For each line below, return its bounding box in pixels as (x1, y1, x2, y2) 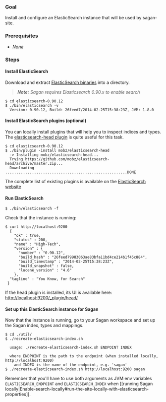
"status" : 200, (14, 237, 48, 243)
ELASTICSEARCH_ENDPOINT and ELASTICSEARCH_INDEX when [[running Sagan (5, 381, 153, 387)
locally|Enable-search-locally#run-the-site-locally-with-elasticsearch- (5, 386, 149, 392)
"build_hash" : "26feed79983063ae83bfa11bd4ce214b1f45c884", (18, 255, 148, 260)
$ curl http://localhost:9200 (5, 224, 68, 229)
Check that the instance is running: (5, 215, 77, 221)
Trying (9, 156, 23, 162)
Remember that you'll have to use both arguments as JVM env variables (5, 376, 152, 382)
